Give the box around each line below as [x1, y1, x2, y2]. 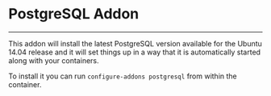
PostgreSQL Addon [8, 5, 140, 23]
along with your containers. [8, 55, 99, 65]
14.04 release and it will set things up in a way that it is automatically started [8, 47, 261, 57]
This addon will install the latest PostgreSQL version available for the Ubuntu [8, 38, 262, 48]
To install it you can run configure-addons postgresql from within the [8, 71, 238, 81]
